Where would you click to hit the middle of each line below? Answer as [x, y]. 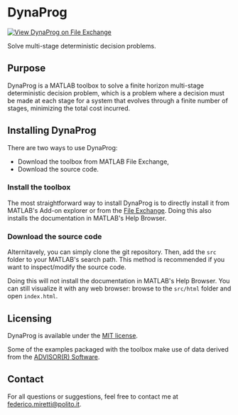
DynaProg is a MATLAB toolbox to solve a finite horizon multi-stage [106, 85]
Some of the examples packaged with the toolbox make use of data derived [118, 349]
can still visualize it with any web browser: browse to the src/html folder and [119, 288]
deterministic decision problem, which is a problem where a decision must [116, 93]
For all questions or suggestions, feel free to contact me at [93, 396]
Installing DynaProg [52, 131]
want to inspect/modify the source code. [67, 267]
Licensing [29, 319]
